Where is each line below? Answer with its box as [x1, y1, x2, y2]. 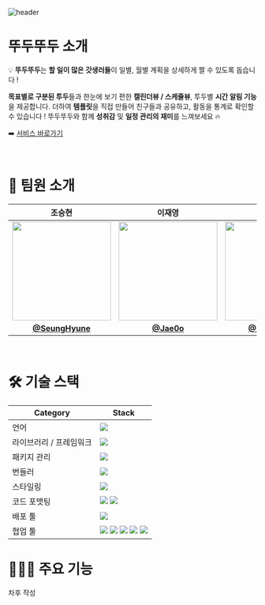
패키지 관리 [12, 451, 51, 462]
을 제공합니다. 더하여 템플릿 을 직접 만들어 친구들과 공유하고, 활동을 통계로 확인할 [8, 101, 255, 111]
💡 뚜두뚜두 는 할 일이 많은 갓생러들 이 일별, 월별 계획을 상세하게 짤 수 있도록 [8, 65, 235, 74]
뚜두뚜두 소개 [8, 38, 88, 55]
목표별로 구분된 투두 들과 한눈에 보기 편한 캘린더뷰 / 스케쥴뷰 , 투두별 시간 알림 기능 [8, 92, 257, 101]
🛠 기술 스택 [8, 374, 80, 391]
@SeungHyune [32, 322, 91, 333]
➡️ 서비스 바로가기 [8, 128, 63, 137]
